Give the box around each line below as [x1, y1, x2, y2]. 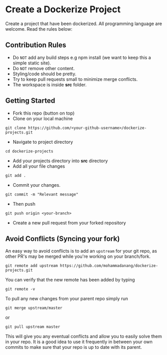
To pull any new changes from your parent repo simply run [5, 296, 128, 302]
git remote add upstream [5, 263, 58, 269]
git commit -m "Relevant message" [5, 192, 79, 197]
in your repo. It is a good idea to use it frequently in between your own [5, 339, 153, 345]
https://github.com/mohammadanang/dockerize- [60, 263, 158, 269]
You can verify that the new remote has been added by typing [5, 277, 135, 283]
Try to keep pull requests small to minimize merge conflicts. [12, 76, 138, 82]
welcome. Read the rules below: [5, 26, 73, 32]
